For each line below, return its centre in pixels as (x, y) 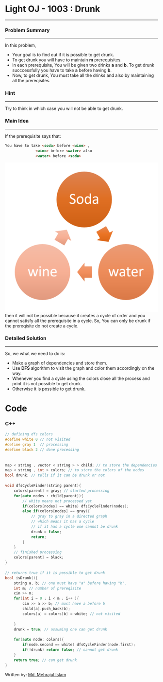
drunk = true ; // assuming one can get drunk (61, 629)
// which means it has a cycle (63, 521)
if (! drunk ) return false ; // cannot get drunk (70, 650)
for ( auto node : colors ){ (39, 640)
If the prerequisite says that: (33, 136)
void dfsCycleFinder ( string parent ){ (43, 486)
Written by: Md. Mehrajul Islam (36, 674)
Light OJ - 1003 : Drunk (53, 9)
